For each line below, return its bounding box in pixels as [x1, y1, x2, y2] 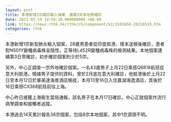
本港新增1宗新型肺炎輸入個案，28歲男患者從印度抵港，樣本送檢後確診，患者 [5, 41, 165, 47]
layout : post [5, 7, 33, 13]
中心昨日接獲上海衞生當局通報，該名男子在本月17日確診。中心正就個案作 [5, 95, 157, 101]
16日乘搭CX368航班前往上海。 [5, 83, 69, 89]
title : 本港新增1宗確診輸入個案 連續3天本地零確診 [5, 12, 102, 17]
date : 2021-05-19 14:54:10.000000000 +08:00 [5, 17, 102, 22]
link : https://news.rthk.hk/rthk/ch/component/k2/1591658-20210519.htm [5, 21, 161, 27]
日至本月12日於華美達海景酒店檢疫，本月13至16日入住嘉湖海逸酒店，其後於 [5, 77, 162, 83]
